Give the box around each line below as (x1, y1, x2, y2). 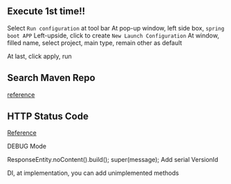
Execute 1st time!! (7, 6, 86, 17)
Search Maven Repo (7, 72, 95, 84)
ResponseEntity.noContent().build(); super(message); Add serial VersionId (7, 156, 219, 164)
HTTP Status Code (7, 111, 89, 122)
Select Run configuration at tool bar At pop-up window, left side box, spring (7, 24, 225, 32)
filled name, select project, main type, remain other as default (7, 38, 183, 47)
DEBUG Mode (7, 142, 47, 151)
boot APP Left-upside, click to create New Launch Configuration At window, (7, 31, 219, 39)
